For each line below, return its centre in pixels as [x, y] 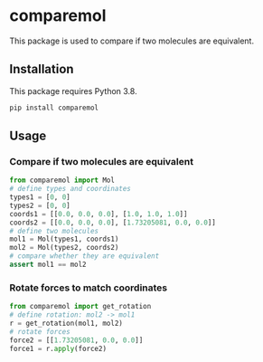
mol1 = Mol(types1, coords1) [64, 239]
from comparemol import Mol [62, 181]
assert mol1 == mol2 [48, 265]
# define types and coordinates [70, 189]
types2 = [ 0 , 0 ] [40, 205]
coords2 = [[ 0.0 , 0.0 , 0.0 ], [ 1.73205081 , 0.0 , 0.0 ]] [113, 223]
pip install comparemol [54, 108]
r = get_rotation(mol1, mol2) [66, 323]
